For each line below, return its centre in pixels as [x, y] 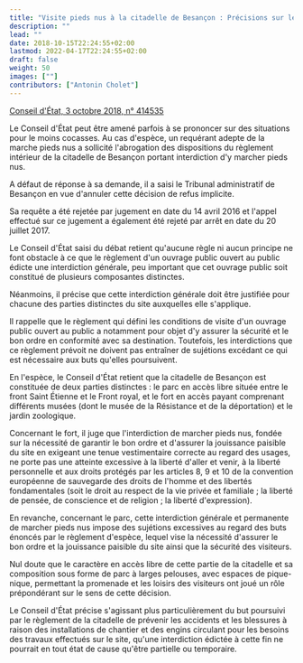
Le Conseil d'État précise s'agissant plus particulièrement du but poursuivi [147, 610]
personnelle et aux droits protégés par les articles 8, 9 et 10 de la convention [151, 472]
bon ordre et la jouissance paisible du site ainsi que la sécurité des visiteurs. [151, 546]
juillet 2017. [30, 230]
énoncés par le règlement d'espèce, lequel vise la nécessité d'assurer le [144, 537]
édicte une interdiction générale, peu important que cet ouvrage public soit [149, 266]
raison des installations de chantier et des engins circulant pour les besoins [149, 630]
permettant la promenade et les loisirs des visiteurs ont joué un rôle [160, 583]
